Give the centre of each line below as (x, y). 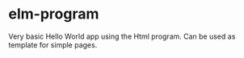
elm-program (54, 14)
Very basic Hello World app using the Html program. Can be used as (122, 36)
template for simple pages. (53, 44)
